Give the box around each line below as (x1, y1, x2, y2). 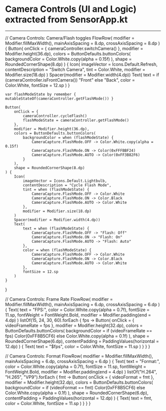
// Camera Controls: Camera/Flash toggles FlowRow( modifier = (5, 35, 135, 41)
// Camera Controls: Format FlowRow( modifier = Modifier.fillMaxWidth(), (5, 353, 153, 359)
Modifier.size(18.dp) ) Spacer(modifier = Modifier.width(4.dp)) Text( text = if (5, 72, 160, 78)
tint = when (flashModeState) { (23, 187, 90, 192)
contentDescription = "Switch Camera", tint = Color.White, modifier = (5, 66, 146, 72)
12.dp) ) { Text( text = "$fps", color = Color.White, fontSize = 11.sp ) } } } (5, 343, 151, 349)
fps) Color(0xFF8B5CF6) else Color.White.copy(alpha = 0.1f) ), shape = (5, 333, 150, 339)
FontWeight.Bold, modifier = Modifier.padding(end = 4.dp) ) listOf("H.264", (5, 368, 157, 374)
